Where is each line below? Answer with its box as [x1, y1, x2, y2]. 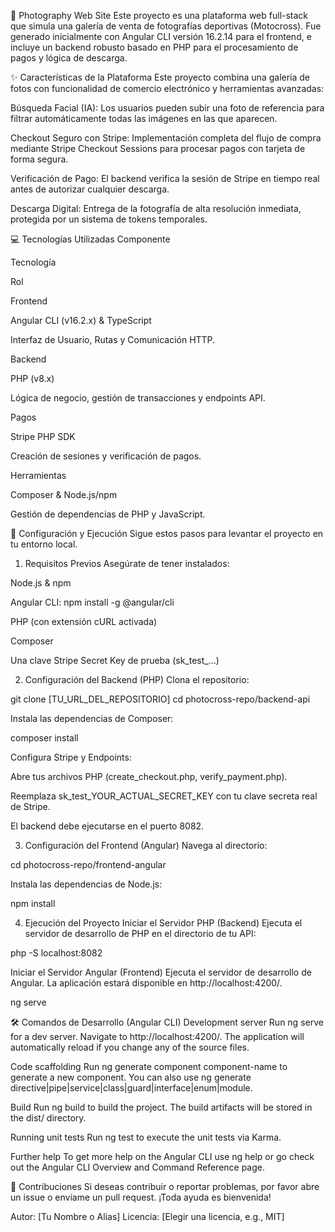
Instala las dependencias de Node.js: [10, 878, 163, 890]
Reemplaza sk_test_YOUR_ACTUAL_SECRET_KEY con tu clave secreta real [10, 790, 318, 802]
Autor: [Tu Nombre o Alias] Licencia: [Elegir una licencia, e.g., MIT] [10, 1211, 285, 1222]
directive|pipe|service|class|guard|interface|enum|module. [10, 1082, 253, 1094]
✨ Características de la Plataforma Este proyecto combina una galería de [10, 71, 311, 83]
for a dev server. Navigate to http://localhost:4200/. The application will [10, 1031, 305, 1042]
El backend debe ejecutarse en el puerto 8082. [10, 820, 205, 832]
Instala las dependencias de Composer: [10, 713, 174, 724]
